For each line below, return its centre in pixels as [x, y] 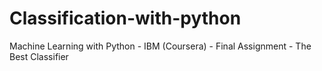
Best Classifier [39, 56]
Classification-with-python [125, 18]
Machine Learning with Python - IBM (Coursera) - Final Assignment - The [160, 46]
